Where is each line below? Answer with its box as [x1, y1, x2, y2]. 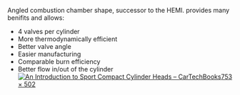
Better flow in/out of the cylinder [17, 65, 114, 73]
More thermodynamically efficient [17, 35, 118, 43]
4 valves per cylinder [17, 28, 80, 35]
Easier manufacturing [17, 50, 81, 58]
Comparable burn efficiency [17, 57, 101, 66]
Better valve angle [17, 43, 71, 50]
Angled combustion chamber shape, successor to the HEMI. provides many [7, 6, 230, 14]
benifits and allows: [7, 13, 65, 22]
